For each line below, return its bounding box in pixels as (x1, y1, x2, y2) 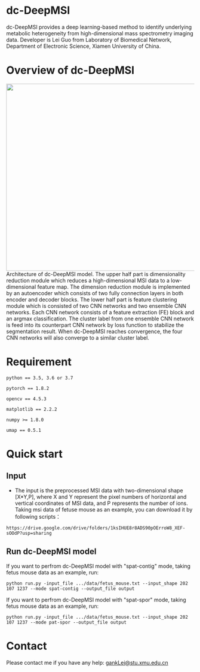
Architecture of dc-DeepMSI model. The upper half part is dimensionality (6, 270, 186, 277)
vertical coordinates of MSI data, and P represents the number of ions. (14, 500, 188, 507)
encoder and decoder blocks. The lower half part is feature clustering (6, 296, 177, 303)
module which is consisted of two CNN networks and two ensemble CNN (6, 302, 187, 309)
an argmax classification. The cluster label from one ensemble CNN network (6, 315, 194, 322)
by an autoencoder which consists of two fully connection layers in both (6, 289, 184, 296)
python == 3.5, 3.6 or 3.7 (6, 375, 73, 381)
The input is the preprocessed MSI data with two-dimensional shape (14, 486, 183, 494)
